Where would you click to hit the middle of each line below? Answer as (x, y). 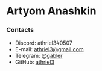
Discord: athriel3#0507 (43, 43)
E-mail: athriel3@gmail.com (49, 49)
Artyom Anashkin (51, 11)
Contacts (20, 30)
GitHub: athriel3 (35, 62)
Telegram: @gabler (39, 56)
